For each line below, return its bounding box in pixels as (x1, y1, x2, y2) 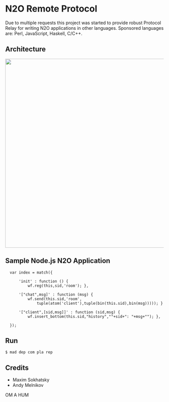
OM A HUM (5, 392, 29, 398)
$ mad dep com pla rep (5, 350, 53, 355)
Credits (5, 363, 29, 372)
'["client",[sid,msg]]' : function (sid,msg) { (18, 309, 121, 315)
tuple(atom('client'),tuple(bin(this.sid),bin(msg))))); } (37, 301, 163, 306)
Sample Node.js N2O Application (5, 256, 111, 265)
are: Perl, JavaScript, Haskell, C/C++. (5, 30, 83, 36)
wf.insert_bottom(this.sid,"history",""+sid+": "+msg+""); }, (27, 314, 161, 319)
